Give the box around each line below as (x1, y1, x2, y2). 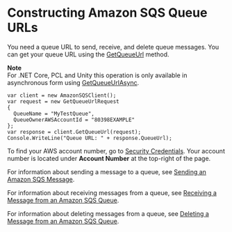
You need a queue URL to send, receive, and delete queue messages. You (7, 42, 219, 51)
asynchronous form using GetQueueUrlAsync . (7, 78, 140, 86)
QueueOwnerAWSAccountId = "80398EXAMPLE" (13, 116, 135, 123)
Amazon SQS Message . (7, 175, 75, 183)
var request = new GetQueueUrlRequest (7, 98, 119, 105)
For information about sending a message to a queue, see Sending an (7, 167, 207, 176)
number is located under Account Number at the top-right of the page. (7, 154, 211, 162)
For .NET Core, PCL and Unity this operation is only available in (7, 71, 188, 79)
